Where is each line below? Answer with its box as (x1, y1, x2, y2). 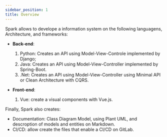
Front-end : (12, 86, 35, 92)
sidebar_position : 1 (5, 7, 48, 12)
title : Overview (5, 12, 39, 17)
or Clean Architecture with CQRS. (19, 77, 89, 83)
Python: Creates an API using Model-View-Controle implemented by (19, 50, 160, 56)
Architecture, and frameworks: (5, 31, 68, 37)
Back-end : (12, 40, 35, 46)
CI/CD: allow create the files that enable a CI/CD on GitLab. (12, 126, 134, 132)
